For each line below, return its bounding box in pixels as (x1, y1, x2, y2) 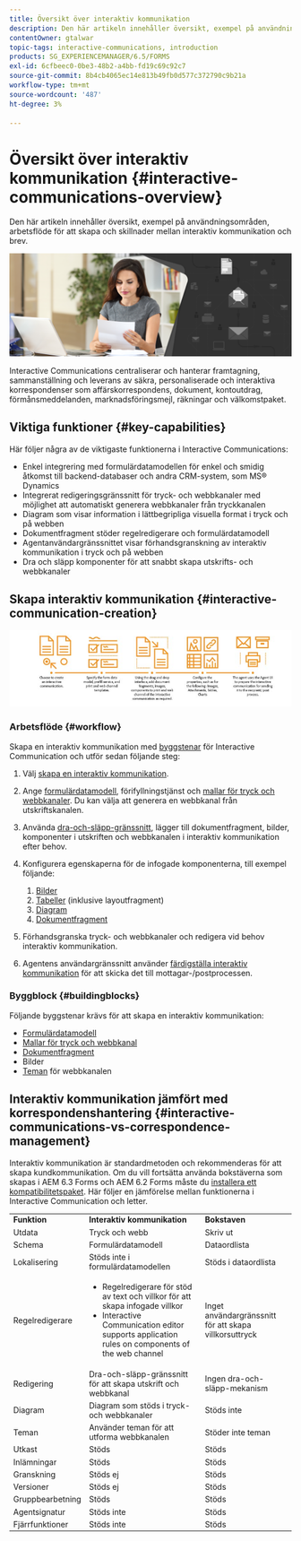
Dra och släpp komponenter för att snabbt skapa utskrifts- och (21, 556, 254, 567)
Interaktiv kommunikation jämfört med (9, 1092, 228, 1107)
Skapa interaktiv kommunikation (9, 592, 194, 607)
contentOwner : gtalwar (9, 33, 94, 42)
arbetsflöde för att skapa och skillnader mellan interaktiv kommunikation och (9, 226, 292, 237)
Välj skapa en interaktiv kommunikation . (21, 767, 169, 779)
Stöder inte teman (204, 1426, 271, 1438)
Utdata (13, 1226, 39, 1237)
